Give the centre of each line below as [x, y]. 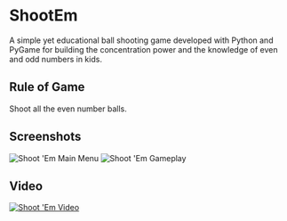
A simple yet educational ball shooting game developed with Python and [141, 40]
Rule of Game [47, 87]
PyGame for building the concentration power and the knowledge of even [143, 49]
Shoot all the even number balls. [68, 109]
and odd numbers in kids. [56, 59]
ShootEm [44, 16]
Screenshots [45, 137]
